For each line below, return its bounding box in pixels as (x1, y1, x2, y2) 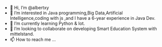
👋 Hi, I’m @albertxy (9, 5, 50, 10)
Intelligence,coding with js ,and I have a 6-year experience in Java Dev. (9, 15, 156, 21)
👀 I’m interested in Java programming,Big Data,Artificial (9, 10, 123, 16)
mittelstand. (9, 31, 34, 37)
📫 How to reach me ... (9, 37, 56, 42)
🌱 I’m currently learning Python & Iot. (9, 20, 85, 26)
